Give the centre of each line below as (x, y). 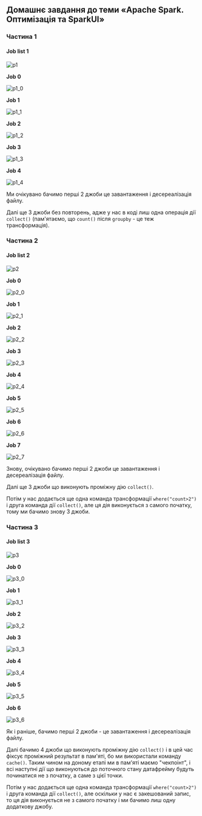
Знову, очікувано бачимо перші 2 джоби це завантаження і (83, 468)
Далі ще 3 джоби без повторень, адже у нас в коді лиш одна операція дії (101, 212)
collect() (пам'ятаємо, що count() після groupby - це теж (80, 218)
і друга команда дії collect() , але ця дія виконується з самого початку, (99, 505)
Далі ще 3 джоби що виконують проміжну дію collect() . (80, 487)
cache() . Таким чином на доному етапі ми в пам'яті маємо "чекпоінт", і (99, 762)
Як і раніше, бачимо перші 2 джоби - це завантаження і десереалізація (99, 731)
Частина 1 (22, 37)
